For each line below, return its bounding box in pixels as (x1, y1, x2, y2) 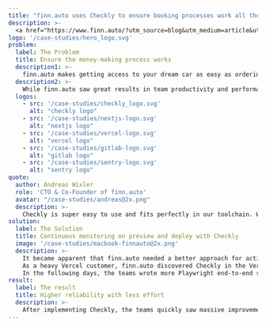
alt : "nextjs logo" (28, 122, 93, 130)
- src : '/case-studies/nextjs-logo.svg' (22, 115, 158, 123)
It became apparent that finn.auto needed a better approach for (22, 254, 243, 262)
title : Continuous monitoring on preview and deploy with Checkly (15, 233, 239, 241)
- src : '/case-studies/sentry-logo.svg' (22, 159, 158, 167)
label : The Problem (15, 48, 80, 56)
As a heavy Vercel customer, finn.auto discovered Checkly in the (22, 262, 246, 270)
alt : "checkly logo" (28, 108, 97, 116)
